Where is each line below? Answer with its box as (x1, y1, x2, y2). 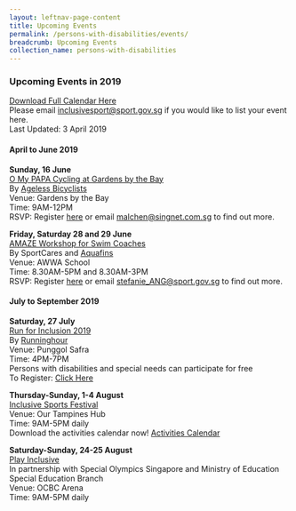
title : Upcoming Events (9, 21, 98, 30)
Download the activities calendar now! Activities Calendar (9, 427, 220, 438)
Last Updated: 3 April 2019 (9, 124, 107, 134)
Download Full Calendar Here (9, 95, 117, 107)
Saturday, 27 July (9, 315, 76, 326)
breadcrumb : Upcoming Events (9, 37, 117, 47)
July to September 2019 (9, 296, 100, 307)
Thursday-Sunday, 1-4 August (9, 389, 124, 400)
